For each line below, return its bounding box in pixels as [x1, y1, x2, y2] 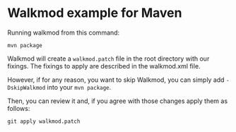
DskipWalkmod [7, 84, 46, 91]
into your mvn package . [47, 83, 112, 91]
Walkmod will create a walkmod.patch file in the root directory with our [7, 54, 210, 63]
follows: [7, 104, 30, 112]
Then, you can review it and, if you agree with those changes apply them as [7, 97, 228, 105]
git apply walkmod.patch [7, 118, 81, 125]
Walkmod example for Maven [7, 5, 182, 21]
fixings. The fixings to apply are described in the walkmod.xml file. [7, 61, 201, 70]
